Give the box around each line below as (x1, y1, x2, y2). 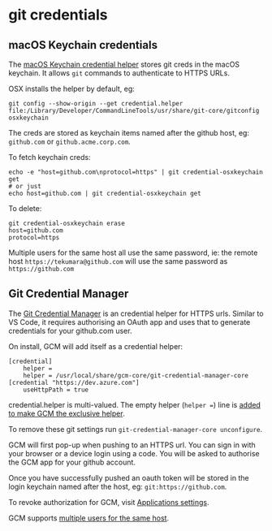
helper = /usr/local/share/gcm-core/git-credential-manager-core (23, 371, 249, 379)
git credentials (8, 6, 108, 24)
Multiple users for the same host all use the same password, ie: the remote (8, 248, 258, 257)
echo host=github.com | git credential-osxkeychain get (8, 189, 201, 197)
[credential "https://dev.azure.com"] (8, 378, 140, 386)
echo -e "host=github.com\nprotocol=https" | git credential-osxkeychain (8, 168, 264, 176)
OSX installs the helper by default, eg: (8, 84, 136, 93)
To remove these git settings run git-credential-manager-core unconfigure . (8, 424, 262, 434)
